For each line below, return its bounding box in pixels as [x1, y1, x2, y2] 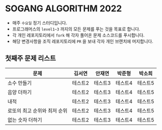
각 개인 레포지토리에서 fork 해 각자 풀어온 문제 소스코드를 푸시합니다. [12, 32, 145, 38]
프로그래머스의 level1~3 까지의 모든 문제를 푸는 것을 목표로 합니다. [12, 26, 140, 32]
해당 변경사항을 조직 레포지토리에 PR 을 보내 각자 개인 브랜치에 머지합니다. [12, 38, 154, 44]
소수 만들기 [7, 79, 32, 86]
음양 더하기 [7, 89, 32, 96]
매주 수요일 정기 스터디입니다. [12, 20, 67, 26]
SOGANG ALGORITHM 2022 [5, 3, 122, 14]
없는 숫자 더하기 [7, 116, 42, 123]
